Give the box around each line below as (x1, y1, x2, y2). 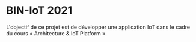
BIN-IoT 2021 (6, 4, 73, 17)
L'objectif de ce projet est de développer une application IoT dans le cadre (6, 23, 191, 31)
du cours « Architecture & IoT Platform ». (6, 29, 107, 37)
